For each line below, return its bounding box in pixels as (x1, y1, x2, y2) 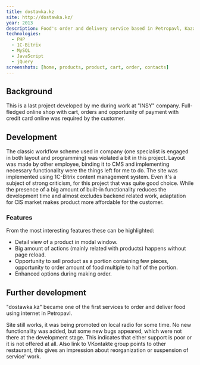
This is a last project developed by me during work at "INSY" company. (6, 102, 180, 109)
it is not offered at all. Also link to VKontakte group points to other (6, 341, 167, 348)
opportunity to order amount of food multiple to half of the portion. (14, 264, 178, 271)
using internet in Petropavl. (6, 310, 73, 317)
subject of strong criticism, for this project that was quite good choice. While (6, 180, 194, 187)
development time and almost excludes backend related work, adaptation (6, 192, 186, 199)
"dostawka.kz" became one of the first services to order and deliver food (6, 304, 186, 311)
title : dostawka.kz (6, 8, 55, 15)
